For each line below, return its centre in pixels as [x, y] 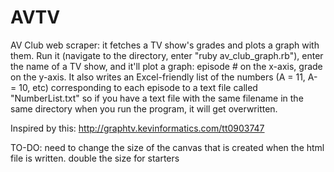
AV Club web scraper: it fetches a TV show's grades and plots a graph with [165, 45]
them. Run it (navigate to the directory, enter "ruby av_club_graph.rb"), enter [167, 55]
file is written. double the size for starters [95, 158]
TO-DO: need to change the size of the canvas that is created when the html [167, 147]
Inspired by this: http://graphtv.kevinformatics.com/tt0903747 [137, 128]
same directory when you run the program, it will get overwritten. [144, 108]
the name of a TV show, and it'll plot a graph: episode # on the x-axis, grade [166, 66]
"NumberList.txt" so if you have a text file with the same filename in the [157, 98]
